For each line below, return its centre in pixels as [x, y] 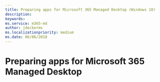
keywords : [15, 19]
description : [19, 14]
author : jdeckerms [24, 28]
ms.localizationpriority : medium [40, 32]
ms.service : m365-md [26, 23]
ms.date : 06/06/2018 [26, 37]
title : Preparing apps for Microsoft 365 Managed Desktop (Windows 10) [80, 10]
